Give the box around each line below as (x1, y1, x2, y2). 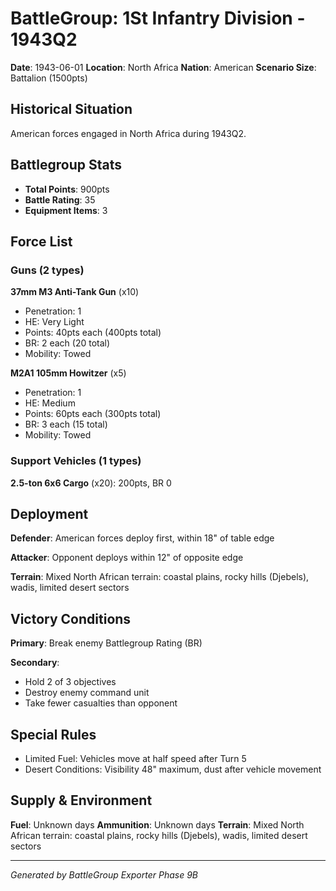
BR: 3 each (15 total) (24, 418, 108, 431)
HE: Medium (24, 397, 76, 409)
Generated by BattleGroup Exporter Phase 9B (10, 868, 198, 881)
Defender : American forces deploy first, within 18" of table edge (10, 532, 275, 544)
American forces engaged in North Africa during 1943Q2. (10, 127, 247, 139)
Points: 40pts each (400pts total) (24, 327, 162, 339)
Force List (10, 233, 73, 250)
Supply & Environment (10, 792, 153, 809)
